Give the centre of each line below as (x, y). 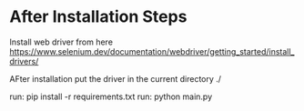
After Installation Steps (98, 17)
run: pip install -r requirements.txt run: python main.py (111, 96)
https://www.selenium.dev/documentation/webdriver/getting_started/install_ (152, 51)
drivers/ (24, 61)
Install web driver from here (61, 42)
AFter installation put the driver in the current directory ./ (115, 78)
